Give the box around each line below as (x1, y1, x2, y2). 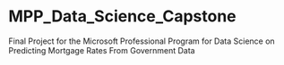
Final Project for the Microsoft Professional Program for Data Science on (8, 36, 275, 46)
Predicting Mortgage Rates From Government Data (8, 45, 195, 55)
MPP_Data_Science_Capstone (8, 6, 237, 27)
